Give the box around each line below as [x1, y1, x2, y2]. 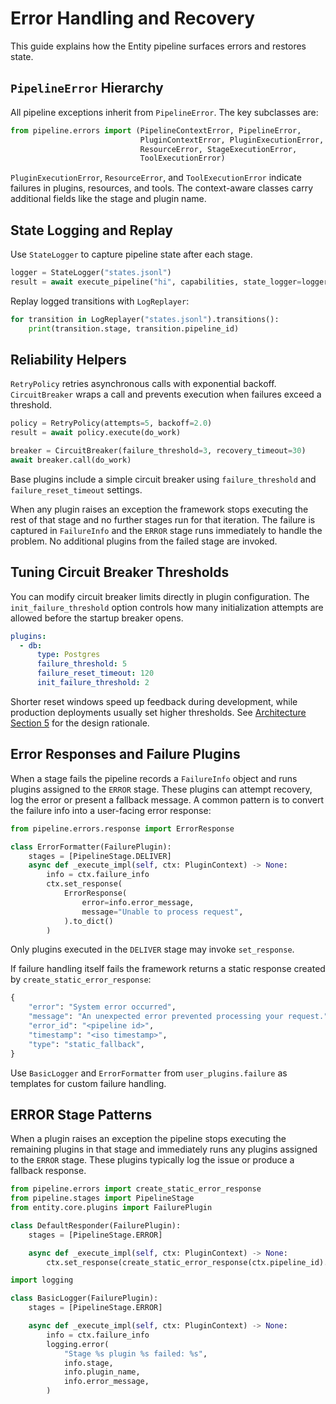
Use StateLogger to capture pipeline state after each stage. [10, 248, 253, 261]
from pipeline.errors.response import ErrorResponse [10, 823, 235, 834]
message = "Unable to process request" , [81, 907, 244, 917]
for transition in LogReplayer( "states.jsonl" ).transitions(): [10, 314, 280, 324]
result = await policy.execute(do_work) [10, 428, 182, 438]
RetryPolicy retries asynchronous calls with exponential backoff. [10, 378, 277, 390]
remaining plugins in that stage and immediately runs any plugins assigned [10, 1143, 318, 1156]
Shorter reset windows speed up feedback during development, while [10, 695, 298, 707]
